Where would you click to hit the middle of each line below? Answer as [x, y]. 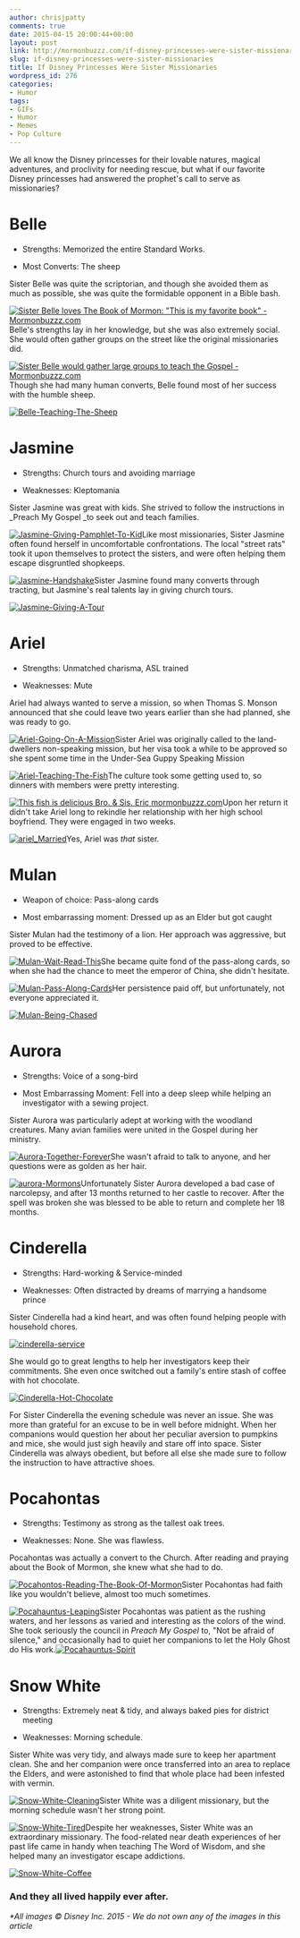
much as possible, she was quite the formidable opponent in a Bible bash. [145, 293]
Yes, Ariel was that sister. [113, 839]
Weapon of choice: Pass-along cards [90, 900]
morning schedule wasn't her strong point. [87, 1810]
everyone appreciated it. [54, 997]
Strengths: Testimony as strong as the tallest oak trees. [123, 1524]
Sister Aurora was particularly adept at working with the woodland [131, 1120]
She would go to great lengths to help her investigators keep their [129, 1361]
